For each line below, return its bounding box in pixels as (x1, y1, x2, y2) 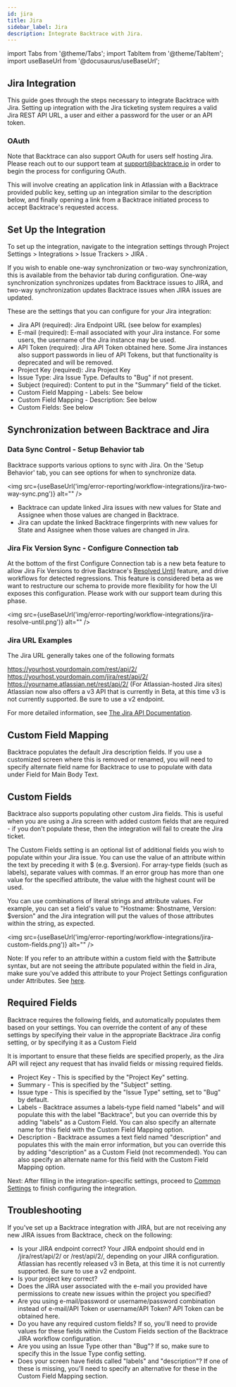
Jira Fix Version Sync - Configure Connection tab (7, 543, 179, 553)
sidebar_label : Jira (7, 23, 68, 30)
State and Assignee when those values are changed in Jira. (17, 525, 190, 534)
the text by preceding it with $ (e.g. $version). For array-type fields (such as (7, 861, 228, 869)
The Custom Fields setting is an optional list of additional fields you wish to (7, 845, 224, 854)
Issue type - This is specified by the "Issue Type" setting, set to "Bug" (17, 1087, 221, 1096)
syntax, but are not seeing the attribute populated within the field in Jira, (7, 962, 217, 970)
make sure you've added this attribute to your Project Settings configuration (7, 969, 228, 977)
